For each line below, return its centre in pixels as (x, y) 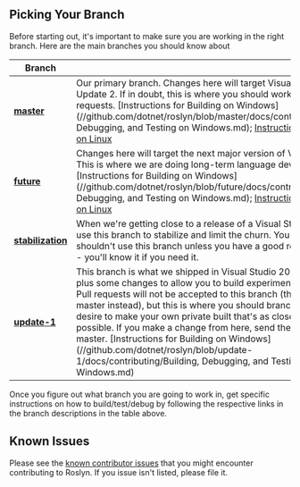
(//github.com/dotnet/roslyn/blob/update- (164, 349)
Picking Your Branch (67, 15)
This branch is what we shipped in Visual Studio (176, 272)
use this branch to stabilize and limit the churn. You (183, 234)
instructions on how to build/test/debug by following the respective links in (146, 403)
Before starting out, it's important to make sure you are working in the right (147, 36)
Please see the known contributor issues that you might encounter (131, 463)
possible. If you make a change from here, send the (183, 327)
